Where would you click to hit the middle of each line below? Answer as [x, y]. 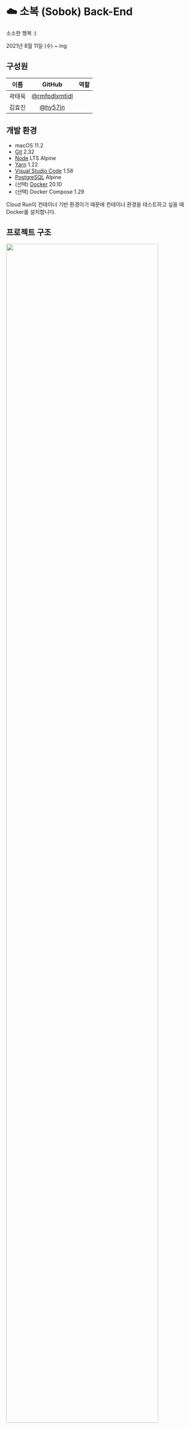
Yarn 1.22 [26, 164]
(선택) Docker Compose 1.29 [49, 192]
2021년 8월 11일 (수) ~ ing [37, 45]
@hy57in [52, 107]
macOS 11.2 [29, 145]
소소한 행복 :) [21, 33]
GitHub [52, 84]
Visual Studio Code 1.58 [44, 171]
